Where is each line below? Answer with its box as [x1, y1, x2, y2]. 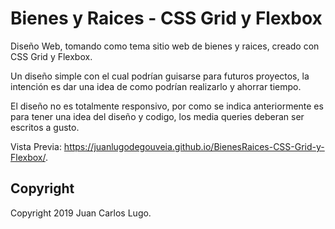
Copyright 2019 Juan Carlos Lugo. [10, 207, 152, 219]
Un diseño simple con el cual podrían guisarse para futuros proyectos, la [10, 70, 310, 82]
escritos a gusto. [10, 121, 80, 133]
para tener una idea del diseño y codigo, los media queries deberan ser [10, 110, 305, 122]
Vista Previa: [10, 140, 62, 152]
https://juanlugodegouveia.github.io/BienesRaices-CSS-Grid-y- [63, 140, 325, 152]
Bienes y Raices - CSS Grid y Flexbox [10, 7, 323, 30]
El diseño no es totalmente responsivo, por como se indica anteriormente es [10, 100, 324, 112]
